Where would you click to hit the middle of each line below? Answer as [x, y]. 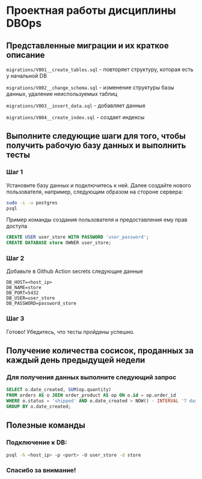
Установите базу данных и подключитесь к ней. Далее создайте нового [99, 185]
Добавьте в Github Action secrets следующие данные [75, 271]
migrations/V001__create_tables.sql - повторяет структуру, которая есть [100, 69]
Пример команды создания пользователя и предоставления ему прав [97, 220]
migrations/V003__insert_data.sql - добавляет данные [76, 105]
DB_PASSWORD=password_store [41, 304]
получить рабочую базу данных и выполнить [96, 146]
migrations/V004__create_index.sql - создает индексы [75, 117]
